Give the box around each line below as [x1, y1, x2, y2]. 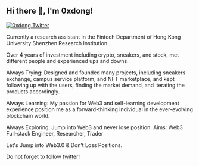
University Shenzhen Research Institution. [6, 39, 109, 46]
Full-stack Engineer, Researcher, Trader [6, 130, 104, 137]
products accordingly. [6, 87, 60, 95]
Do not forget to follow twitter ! [6, 153, 80, 160]
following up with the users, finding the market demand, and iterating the [6, 82, 185, 89]
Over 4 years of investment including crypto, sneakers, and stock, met [6, 51, 179, 58]
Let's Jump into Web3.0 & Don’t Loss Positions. [6, 141, 123, 149]
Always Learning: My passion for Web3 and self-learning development [6, 99, 180, 107]
